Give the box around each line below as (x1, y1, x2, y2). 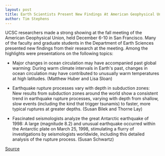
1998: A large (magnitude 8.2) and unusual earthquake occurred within (12, 121, 156, 127)
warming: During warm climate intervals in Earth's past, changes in (12, 65, 148, 71)
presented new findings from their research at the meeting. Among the (5, 45, 148, 52)
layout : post (5, 7, 32, 12)
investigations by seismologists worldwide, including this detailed (12, 131, 145, 137)
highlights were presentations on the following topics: (5, 51, 114, 56)
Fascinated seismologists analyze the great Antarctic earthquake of (12, 116, 149, 122)
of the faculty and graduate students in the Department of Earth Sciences (5, 40, 154, 46)
